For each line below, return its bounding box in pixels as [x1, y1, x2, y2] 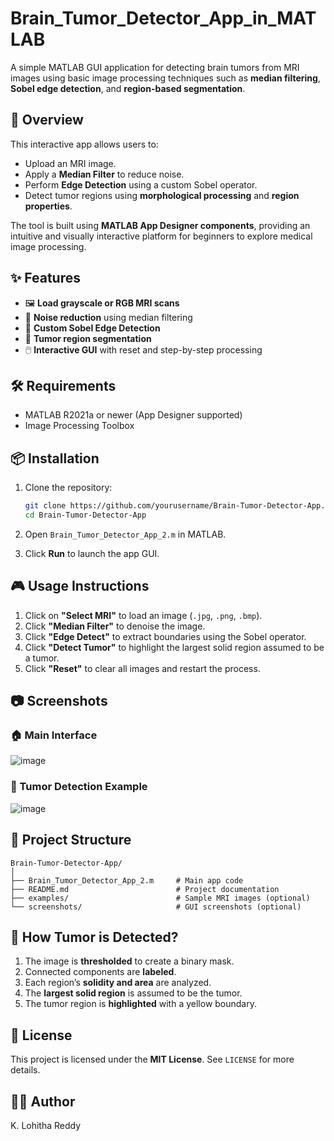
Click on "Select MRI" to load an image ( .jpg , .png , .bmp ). [24, 609, 263, 621]
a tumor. [24, 652, 60, 664]
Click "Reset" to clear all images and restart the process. [24, 662, 261, 674]
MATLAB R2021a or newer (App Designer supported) [24, 409, 243, 421]
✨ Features [10, 270, 81, 287]
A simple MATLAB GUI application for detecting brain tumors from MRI [10, 61, 300, 73]
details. [10, 1064, 41, 1076]
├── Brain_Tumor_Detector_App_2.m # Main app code [10, 875, 244, 886]
